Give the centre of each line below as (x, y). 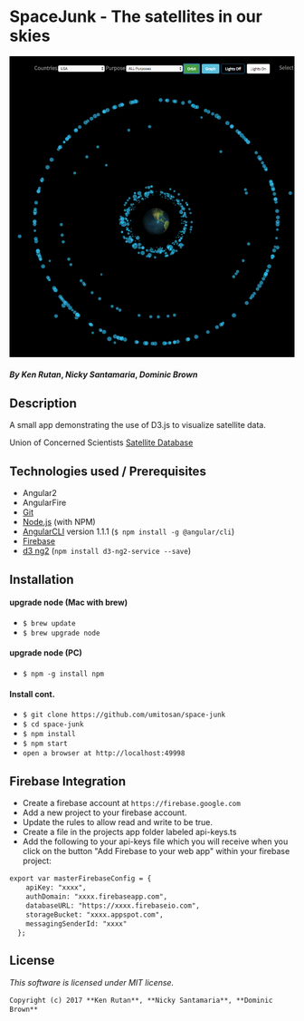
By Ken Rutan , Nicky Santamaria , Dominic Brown (104, 374)
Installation (42, 579)
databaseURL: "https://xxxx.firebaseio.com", (113, 905)
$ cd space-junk (53, 724)
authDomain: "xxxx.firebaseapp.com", (97, 896)
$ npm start (45, 744)
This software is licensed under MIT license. (92, 982)
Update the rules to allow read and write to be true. (118, 822)
